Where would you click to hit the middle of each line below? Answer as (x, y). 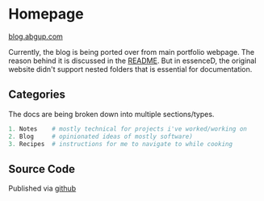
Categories (37, 95)
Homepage (46, 14)
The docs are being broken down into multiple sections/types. (111, 114)
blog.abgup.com (36, 36)
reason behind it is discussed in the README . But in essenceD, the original (132, 61)
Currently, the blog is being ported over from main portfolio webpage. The (132, 52)
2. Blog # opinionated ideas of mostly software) (101, 136)
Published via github (42, 188)
